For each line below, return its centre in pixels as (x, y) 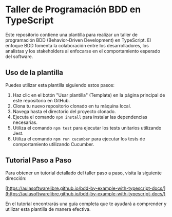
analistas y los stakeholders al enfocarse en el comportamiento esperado (83, 51)
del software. (19, 56)
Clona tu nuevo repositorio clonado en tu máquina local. (72, 106)
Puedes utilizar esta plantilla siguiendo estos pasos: (60, 85)
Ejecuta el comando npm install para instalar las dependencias (80, 117)
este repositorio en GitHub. (41, 100)
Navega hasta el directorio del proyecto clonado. (64, 111)
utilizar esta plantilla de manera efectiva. (48, 209)
